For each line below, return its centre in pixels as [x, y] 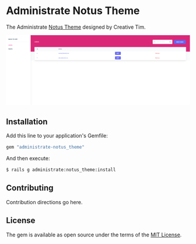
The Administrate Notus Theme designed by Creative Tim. [76, 27]
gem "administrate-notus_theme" [45, 147]
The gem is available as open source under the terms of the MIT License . [94, 235]
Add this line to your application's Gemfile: [57, 136]
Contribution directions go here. [44, 202]
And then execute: [28, 159]
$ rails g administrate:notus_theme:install [61, 170]
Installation [27, 121]
